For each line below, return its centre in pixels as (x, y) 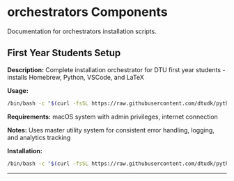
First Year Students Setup (64, 53)
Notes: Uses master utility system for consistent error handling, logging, (111, 130)
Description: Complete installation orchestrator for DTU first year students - (116, 69)
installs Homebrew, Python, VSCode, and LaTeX (76, 77)
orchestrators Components (88, 12)
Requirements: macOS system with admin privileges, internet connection (112, 117)
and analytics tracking (39, 137)
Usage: (18, 90)
